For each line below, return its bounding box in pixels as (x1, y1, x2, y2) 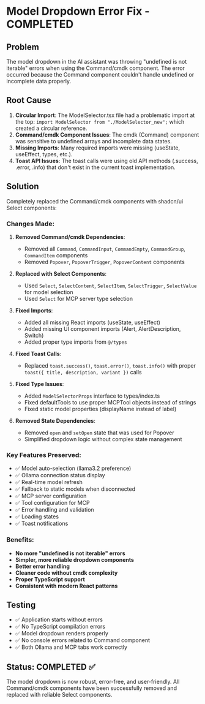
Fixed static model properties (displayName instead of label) (24, 405, 177, 412)
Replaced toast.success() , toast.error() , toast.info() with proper (24, 361, 196, 369)
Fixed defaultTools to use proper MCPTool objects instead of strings (24, 398, 196, 406)
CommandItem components (24, 251, 88, 259)
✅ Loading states (15, 513, 59, 520)
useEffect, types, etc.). (15, 150, 73, 157)
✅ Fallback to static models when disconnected (15, 485, 136, 493)
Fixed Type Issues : (15, 380, 64, 387)
